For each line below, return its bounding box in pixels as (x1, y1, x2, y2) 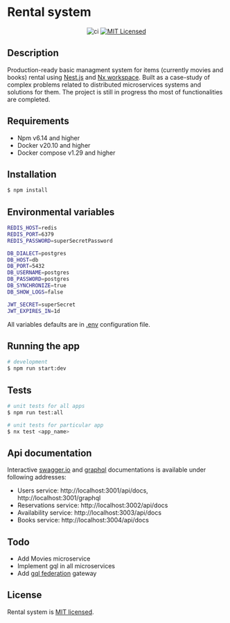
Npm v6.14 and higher (17, 133, 80, 142)
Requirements (7, 115, 69, 127)
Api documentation (7, 447, 92, 459)
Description (7, 47, 59, 59)
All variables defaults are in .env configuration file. (7, 320, 150, 328)
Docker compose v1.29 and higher (17, 148, 116, 157)
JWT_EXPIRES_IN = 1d (7, 307, 60, 314)
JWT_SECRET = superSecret (7, 301, 76, 308)
